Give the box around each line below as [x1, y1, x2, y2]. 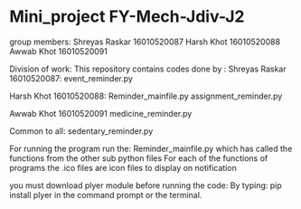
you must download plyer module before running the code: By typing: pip [9, 179, 282, 191]
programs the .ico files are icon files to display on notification [9, 162, 237, 173]
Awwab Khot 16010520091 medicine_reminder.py [9, 108, 193, 119]
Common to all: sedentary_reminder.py [9, 125, 154, 137]
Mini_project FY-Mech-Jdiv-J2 [9, 6, 245, 27]
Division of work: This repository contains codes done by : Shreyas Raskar [9, 63, 287, 74]
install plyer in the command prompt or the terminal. [9, 189, 202, 200]
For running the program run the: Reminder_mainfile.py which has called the [9, 143, 293, 154]
